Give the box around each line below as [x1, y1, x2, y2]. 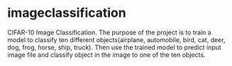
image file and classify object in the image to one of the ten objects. [7, 51, 206, 59]
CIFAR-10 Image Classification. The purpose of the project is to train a [7, 28, 211, 37]
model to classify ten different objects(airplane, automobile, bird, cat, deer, [7, 35, 226, 44]
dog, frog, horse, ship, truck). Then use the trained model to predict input [7, 43, 221, 51]
